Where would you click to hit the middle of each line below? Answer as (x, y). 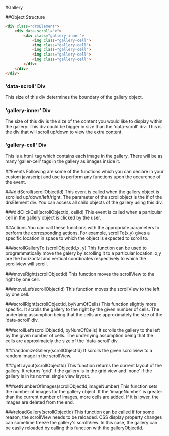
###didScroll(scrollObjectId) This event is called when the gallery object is (82, 192)
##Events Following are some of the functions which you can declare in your (84, 171)
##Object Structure (25, 17)
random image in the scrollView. (38, 356)
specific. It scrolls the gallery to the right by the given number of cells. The (82, 309)
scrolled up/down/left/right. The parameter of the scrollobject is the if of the (84, 197)
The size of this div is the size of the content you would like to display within (84, 121)
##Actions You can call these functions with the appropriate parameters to (82, 227)
